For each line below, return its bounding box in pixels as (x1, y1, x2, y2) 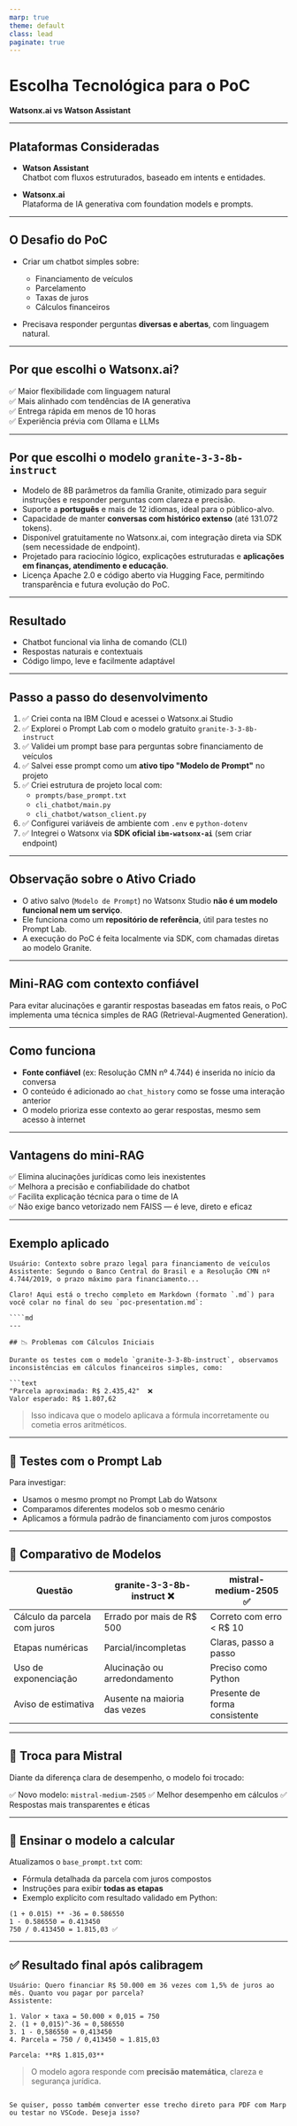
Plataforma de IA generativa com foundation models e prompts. (21, 199, 254, 209)
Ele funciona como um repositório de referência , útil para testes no (21, 914, 269, 924)
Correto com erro (209, 1610, 283, 1623)
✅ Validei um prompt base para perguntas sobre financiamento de (21, 741, 263, 751)
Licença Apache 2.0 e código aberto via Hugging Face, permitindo (21, 570, 265, 580)
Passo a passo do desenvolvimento (9, 689, 209, 705)
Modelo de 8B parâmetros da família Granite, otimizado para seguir (21, 485, 267, 496)
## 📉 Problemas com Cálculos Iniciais (9, 1338, 155, 1347)
